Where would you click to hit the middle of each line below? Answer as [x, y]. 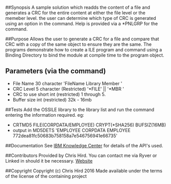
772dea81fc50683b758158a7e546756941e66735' [65, 136]
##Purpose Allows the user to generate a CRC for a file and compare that [82, 39]
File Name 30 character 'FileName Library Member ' [67, 83]
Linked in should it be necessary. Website [49, 161]
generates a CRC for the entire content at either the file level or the [75, 13]
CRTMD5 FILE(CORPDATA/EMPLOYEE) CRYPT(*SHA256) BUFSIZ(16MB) [89, 125]
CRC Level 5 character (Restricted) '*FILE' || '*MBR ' [68, 89]
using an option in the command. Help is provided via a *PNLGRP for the [82, 23]
